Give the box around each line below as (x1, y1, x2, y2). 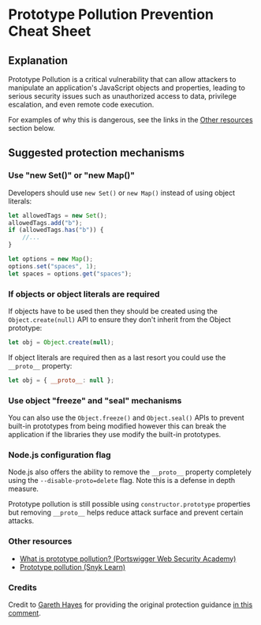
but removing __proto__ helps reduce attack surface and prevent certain (8, 507, 244, 518)
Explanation (8, 54, 69, 67)
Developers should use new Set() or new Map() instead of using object (8, 188, 235, 197)
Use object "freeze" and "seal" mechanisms (8, 395, 182, 406)
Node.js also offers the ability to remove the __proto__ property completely (8, 467, 252, 477)
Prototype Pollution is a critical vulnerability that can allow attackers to (8, 75, 237, 84)
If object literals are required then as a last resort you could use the (8, 353, 226, 362)
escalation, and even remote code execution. (8, 100, 155, 109)
